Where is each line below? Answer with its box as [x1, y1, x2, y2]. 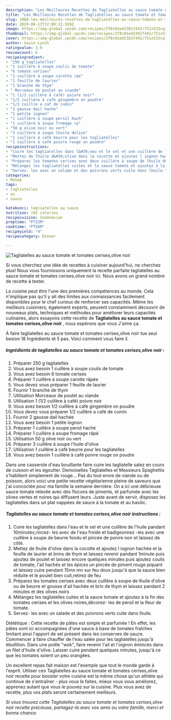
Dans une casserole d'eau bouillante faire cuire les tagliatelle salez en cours [6, 462, 164, 468]
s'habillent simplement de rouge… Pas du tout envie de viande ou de [6, 472, 149, 478]
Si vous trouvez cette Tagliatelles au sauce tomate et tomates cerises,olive [6, 699, 163, 705]
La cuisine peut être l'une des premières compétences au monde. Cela [6, 288, 154, 294]
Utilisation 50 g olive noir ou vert [13, 435, 81, 442]
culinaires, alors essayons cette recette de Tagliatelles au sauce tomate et [6, 315, 162, 321]
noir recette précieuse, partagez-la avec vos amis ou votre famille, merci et [6, 704, 164, 710]
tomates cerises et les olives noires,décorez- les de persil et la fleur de [13, 599, 161, 605]
